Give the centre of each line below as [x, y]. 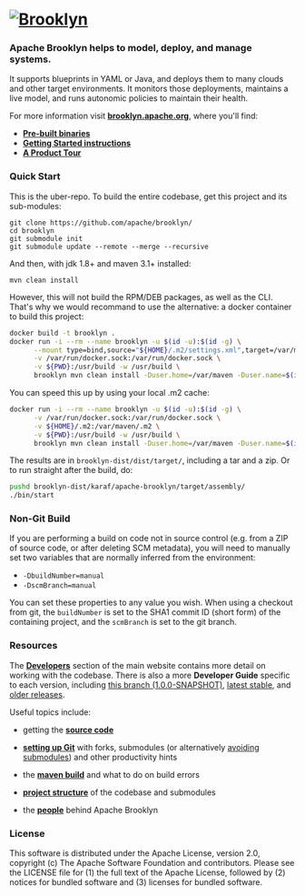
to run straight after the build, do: [71, 470]
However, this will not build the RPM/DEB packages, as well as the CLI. [142, 297]
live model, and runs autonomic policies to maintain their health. [129, 98]
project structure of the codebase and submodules [119, 792]
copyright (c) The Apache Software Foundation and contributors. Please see [152, 863]
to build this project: [47, 316]
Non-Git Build [40, 518]
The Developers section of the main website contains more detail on [138, 665]
